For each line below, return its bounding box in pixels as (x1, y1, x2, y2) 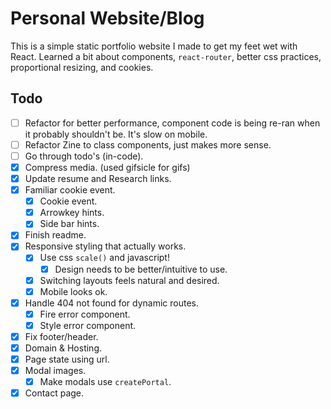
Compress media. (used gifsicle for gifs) (24, 161, 191, 173)
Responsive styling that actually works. (24, 240, 187, 252)
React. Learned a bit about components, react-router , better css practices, (10, 50, 322, 62)
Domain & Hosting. (24, 342, 103, 354)
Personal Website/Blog (10, 7, 205, 30)
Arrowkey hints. (39, 207, 105, 219)
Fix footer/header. (24, 330, 99, 342)
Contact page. (24, 387, 85, 399)
